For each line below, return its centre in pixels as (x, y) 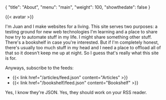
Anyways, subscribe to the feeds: (39, 68)
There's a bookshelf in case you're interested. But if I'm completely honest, (82, 42)
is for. (11, 58)
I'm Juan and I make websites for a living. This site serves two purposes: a (82, 26)
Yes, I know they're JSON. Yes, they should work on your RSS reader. (76, 92)
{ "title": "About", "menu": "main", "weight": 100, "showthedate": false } (78, 7)
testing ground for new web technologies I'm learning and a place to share (81, 32)
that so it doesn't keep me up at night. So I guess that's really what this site (82, 53)
